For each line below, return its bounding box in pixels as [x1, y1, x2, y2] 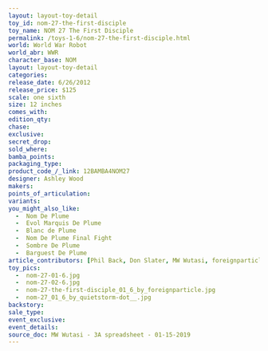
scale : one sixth [8, 93, 66, 101]
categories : [8, 71, 48, 79]
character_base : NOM [8, 57, 77, 65]
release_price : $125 [8, 85, 77, 94]
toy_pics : [8, 264, 41, 272]
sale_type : [8, 308, 45, 316]
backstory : [8, 301, 45, 309]
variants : [8, 197, 41, 205]
